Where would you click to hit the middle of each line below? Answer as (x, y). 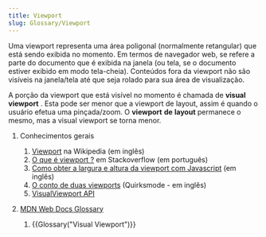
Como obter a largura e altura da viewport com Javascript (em (134, 168)
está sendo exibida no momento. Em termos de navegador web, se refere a (131, 54)
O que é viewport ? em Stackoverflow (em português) (120, 159)
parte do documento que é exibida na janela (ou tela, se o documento (122, 62)
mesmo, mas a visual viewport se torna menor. (85, 120)
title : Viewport (35, 16)
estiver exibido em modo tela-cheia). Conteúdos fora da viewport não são (129, 71)
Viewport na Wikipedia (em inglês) (88, 151)
